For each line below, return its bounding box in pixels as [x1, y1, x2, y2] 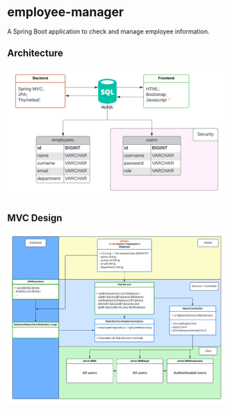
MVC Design [7, 212, 63, 224]
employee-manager [7, 4, 124, 20]
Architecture [7, 47, 64, 59]
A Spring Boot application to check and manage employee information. [7, 27, 210, 36]
